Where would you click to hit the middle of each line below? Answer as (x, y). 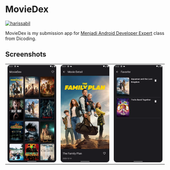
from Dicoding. (21, 38)
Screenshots (26, 54)
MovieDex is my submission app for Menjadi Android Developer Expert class (85, 33)
